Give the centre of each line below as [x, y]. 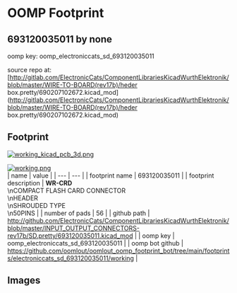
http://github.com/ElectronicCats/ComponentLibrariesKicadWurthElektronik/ [118, 220]
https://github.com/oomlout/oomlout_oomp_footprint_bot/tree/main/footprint [119, 251]
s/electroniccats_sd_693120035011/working [71, 258]
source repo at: [29, 70]
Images [24, 281]
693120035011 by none [60, 39]
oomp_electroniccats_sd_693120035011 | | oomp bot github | [95, 243]
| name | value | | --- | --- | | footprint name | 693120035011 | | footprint [111, 176]
